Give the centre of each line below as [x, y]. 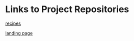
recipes [13, 23]
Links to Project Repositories [67, 9]
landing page [19, 33]
